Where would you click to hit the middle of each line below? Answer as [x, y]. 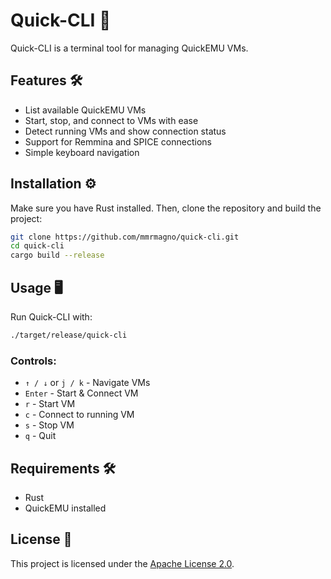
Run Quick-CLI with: [51, 317]
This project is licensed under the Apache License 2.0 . [122, 563]
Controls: [33, 361]
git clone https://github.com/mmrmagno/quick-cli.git [125, 237]
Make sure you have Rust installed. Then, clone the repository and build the [166, 208]
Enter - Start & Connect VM [81, 393]
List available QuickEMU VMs [85, 110]
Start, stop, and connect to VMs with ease [111, 120]
